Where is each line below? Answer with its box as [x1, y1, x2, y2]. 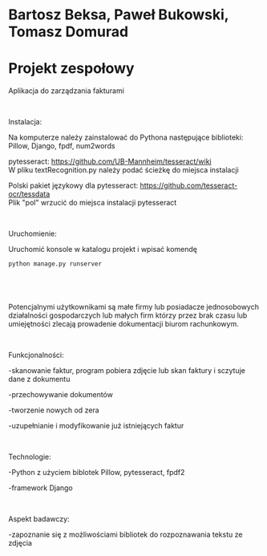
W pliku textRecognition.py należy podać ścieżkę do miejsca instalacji [8, 165, 239, 175]
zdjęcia [8, 538, 32, 548]
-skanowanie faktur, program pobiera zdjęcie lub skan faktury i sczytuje [8, 366, 246, 375]
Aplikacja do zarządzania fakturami [8, 86, 124, 95]
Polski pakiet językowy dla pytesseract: [8, 181, 139, 190]
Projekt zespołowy [8, 59, 135, 78]
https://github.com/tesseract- [140, 181, 238, 190]
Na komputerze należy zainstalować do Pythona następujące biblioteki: [8, 132, 244, 142]
